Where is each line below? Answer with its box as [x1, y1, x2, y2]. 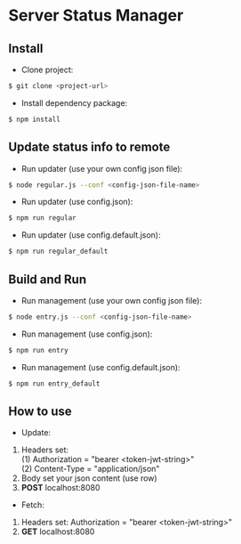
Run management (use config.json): [20, 329, 153, 339]
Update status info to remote [8, 140, 171, 155]
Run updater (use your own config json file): [20, 163, 183, 174]
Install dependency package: [20, 97, 128, 108]
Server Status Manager [8, 5, 184, 26]
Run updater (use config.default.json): [20, 230, 161, 240]
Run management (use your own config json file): [20, 296, 202, 305]
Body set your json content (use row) [20, 473, 157, 483]
